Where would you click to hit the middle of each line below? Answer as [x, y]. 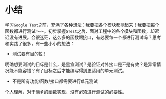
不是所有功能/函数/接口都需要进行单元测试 [55, 81]
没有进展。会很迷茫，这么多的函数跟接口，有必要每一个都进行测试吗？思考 [85, 37]
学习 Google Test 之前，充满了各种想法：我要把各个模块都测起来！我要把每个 [82, 25]
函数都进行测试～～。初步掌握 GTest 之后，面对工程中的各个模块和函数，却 [80, 31]
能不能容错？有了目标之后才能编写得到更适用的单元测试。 [68, 70]
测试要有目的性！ [30, 54]
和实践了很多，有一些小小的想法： [40, 43]
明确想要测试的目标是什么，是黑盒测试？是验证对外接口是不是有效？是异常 [81, 64]
